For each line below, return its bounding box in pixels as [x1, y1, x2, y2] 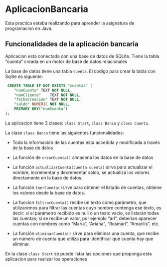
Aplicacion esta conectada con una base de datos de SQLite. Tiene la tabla [5, 53, 160, 59]
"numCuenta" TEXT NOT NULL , [14, 87, 72, 93]
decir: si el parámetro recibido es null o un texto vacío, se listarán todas [12, 210, 160, 216]
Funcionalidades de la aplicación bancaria [5, 40, 139, 48]
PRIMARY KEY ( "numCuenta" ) [14, 106, 68, 111]
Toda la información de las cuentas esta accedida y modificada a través [12, 139, 161, 145]
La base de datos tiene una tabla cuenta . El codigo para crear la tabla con [5, 68, 156, 74]
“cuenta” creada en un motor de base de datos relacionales [5, 58, 128, 64]
